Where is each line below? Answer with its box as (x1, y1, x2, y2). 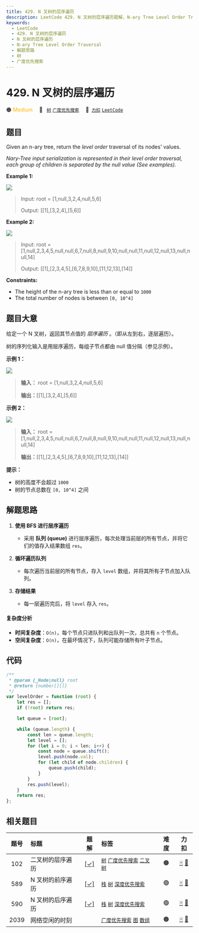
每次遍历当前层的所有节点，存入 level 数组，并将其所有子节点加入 (23, 567, 185, 574)
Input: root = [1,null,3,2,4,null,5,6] (20, 196, 102, 203)
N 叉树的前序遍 (30, 875, 72, 884)
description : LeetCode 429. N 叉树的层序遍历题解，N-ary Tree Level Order (6, 14, 186, 20)
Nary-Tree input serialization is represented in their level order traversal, (6, 155, 182, 162)
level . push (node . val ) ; (37, 754, 94, 760)
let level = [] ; (27, 737, 68, 743)
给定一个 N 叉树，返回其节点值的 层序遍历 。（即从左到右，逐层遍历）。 (6, 330, 177, 338)
